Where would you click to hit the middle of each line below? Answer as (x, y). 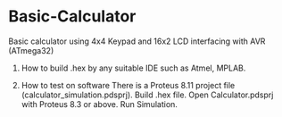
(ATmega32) (31, 50)
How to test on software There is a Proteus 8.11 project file (128, 85)
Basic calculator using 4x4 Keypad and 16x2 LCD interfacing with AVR (137, 41)
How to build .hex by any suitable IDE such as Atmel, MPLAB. (133, 68)
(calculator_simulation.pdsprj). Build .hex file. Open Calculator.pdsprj (147, 95)
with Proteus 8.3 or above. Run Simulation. (99, 104)
